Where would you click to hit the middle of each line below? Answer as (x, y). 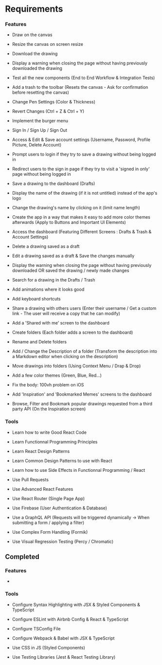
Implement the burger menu (40, 121)
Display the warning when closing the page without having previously (82, 265)
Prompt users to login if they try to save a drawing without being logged (84, 154)
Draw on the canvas (32, 35)
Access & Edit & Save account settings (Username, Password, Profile (81, 140)
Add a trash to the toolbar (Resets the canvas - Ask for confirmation (80, 87)
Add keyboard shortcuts (36, 299)
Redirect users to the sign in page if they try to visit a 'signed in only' (81, 169)
